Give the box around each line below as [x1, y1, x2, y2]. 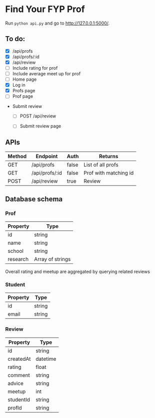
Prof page [12, 93, 33, 99]
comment [7, 371, 30, 378]
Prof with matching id [83, 170, 134, 177]
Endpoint [35, 153, 58, 160]
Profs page [12, 88, 35, 94]
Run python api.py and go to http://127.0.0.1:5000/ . [5, 20, 110, 26]
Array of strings [34, 255, 71, 262]
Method [7, 153, 27, 160]
